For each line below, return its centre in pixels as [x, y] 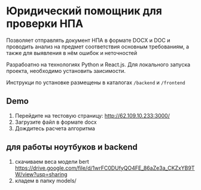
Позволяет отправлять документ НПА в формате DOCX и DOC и [88, 40]
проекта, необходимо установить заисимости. [66, 71]
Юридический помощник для [84, 11]
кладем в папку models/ [45, 180]
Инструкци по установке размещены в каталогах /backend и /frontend [96, 82]
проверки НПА [45, 24]
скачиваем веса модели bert [52, 161]
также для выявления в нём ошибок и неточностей [72, 53]
